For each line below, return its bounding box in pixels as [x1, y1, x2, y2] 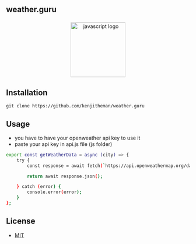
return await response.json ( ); [27, 173, 103, 179]
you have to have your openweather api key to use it [14, 134, 141, 141]
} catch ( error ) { [16, 184, 61, 190]
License [6, 216, 36, 226]
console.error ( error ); [27, 189, 82, 195]
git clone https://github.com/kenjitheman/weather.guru [6, 103, 145, 109]
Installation [6, 88, 48, 97]
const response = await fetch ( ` [27, 163, 106, 169]
